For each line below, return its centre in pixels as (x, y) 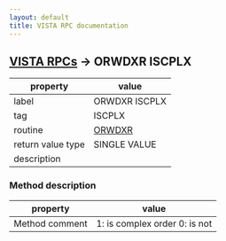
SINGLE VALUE (125, 144)
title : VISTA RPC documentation (69, 26)
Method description (53, 185)
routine (28, 130)
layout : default (39, 17)
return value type (50, 144)
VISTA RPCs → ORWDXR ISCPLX (101, 62)
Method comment (51, 223)
